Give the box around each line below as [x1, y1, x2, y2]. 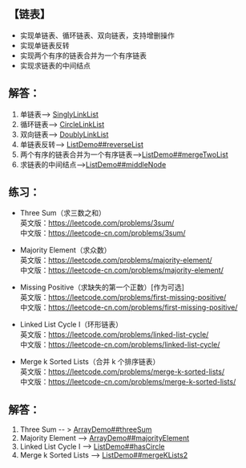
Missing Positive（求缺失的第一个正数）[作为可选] [19, 282, 184, 292]
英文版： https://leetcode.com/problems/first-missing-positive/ [19, 293, 227, 302]
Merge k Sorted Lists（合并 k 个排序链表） [19, 357, 160, 367]
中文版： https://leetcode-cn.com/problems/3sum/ [19, 228, 186, 238]
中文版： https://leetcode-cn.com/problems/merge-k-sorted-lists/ [19, 377, 236, 387]
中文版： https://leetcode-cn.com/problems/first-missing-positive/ [19, 302, 238, 312]
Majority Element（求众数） [19, 245, 111, 255]
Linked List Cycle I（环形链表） [19, 320, 123, 330]
